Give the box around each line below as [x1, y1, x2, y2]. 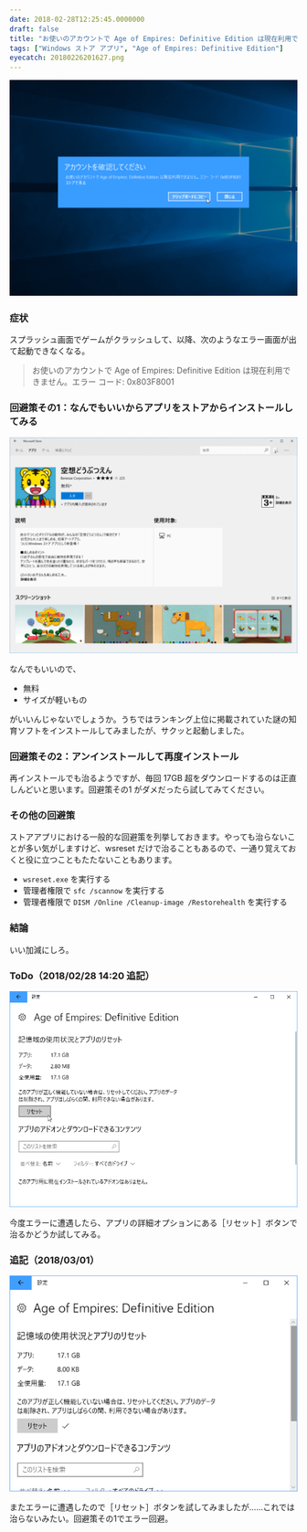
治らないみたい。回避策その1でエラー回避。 [9, 1513, 174, 1525]
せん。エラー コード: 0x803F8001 [48, 376, 175, 387]
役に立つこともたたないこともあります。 [25, 854, 177, 865]
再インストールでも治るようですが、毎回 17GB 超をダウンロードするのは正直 [9, 773, 297, 784]
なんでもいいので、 [9, 663, 81, 674]
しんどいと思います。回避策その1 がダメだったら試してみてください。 [9, 784, 270, 795]
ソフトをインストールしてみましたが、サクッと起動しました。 [16, 724, 249, 735]
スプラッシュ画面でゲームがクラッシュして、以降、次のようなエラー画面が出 [9, 334, 297, 345]
